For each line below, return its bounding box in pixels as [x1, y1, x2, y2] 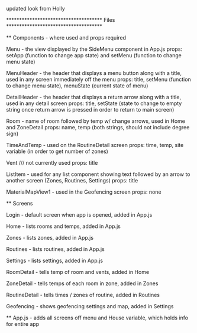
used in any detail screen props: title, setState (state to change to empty [6, 100, 182, 107]
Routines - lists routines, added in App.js [6, 246, 105, 253]
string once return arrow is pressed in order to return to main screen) [6, 106, 175, 113]
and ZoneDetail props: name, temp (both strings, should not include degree [6, 124, 190, 130]
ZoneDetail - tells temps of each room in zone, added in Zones [6, 280, 159, 287]
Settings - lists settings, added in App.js [6, 257, 104, 264]
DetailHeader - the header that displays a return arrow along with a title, [6, 94, 182, 100]
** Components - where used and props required [6, 34, 126, 41]
